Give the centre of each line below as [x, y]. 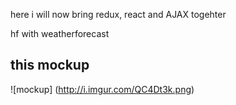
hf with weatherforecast [60, 33]
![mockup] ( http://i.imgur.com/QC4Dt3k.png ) [102, 89]
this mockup [50, 65]
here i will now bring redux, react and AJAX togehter [118, 14]
